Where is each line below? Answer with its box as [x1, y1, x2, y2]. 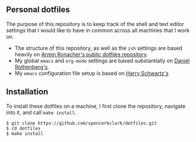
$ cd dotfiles [6, 125, 41, 131]
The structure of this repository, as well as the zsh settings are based [14, 44, 183, 51]
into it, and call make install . [6, 109, 77, 116]
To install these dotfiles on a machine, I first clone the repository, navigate [6, 102, 186, 109]
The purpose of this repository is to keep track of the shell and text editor [6, 20, 185, 27]
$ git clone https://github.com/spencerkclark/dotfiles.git [6, 120, 158, 126]
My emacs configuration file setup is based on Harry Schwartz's [14, 69, 169, 76]
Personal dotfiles [6, 5, 70, 15]
